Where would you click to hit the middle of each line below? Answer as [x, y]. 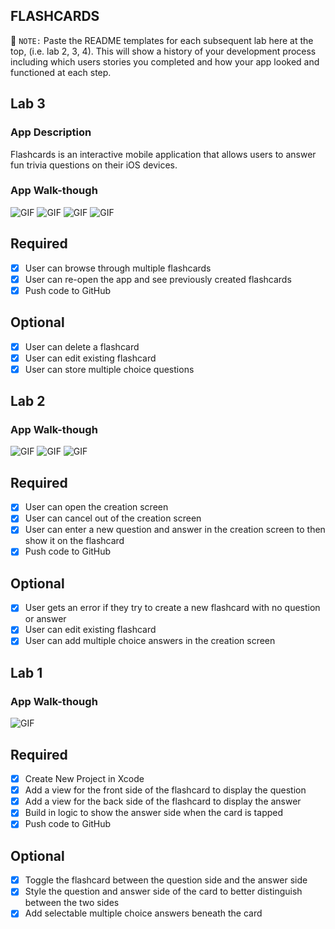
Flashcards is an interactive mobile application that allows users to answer [163, 154]
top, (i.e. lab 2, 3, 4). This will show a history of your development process [163, 51]
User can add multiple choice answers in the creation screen [150, 641]
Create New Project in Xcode [84, 779]
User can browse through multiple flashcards [118, 268]
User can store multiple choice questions [109, 369]
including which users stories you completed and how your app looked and [165, 61]
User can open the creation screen [96, 507]
